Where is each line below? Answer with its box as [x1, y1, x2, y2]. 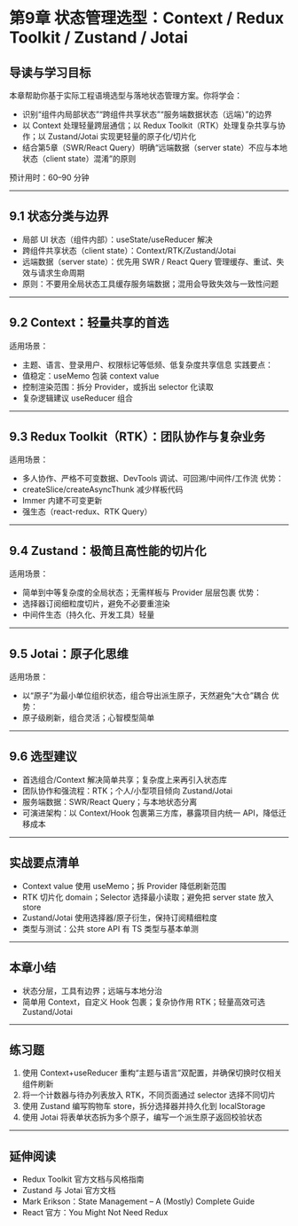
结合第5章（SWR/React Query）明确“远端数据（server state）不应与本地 [21, 143, 288, 152]
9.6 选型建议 [9, 749, 78, 764]
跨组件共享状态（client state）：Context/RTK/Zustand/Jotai [21, 245, 237, 255]
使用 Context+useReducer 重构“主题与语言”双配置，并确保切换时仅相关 [21, 1067, 282, 1078]
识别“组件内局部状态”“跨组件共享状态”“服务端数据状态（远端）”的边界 [21, 109, 272, 120]
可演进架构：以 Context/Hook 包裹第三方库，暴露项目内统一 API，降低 [21, 808, 279, 818]
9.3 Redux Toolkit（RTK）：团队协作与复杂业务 [9, 429, 266, 444]
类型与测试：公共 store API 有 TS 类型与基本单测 [21, 923, 200, 933]
